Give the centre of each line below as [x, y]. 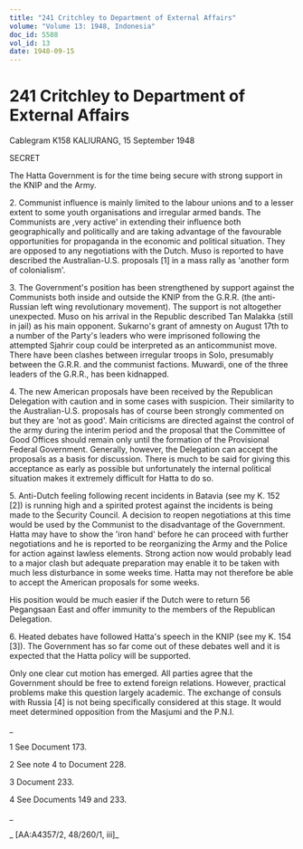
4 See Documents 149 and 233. [68, 800]
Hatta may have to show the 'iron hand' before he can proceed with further [149, 534]
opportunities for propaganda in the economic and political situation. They [147, 242]
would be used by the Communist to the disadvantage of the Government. [147, 525]
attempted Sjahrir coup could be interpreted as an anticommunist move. [143, 346]
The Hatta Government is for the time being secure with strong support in [146, 176]
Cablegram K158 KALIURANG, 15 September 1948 [102, 140]
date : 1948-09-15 [42, 52]
